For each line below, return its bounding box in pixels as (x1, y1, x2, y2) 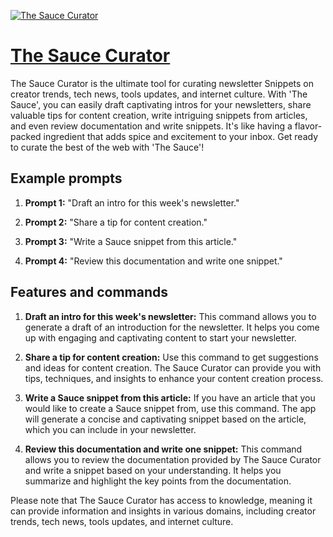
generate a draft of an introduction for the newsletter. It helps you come (24, 321, 320, 333)
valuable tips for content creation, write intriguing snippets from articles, (10, 109, 308, 121)
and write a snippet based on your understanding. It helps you (24, 464, 282, 476)
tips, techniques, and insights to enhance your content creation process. (24, 372, 324, 384)
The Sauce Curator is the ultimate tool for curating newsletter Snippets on (10, 77, 314, 89)
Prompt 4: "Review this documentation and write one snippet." (24, 255, 283, 267)
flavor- (294, 120, 323, 132)
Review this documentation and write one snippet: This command (24, 443, 303, 455)
